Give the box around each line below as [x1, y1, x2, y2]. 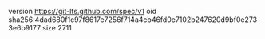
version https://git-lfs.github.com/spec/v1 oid [8, 7, 157, 16]
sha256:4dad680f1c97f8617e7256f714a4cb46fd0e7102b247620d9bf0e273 [8, 15, 258, 24]
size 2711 [42, 23, 72, 32]
